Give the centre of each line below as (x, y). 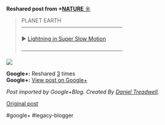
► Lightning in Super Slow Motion (63, 39)
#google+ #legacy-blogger (40, 115)
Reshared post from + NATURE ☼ (49, 9)
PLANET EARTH (41, 20)
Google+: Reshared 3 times (41, 73)
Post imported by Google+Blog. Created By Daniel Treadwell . (83, 92)
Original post (22, 103)
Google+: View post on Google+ (47, 80)
